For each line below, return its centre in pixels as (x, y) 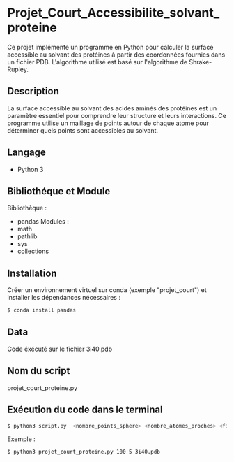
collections (33, 251)
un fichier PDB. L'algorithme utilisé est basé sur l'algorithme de (97, 62)
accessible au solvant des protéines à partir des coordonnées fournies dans (116, 55)
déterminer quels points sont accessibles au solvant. (83, 130)
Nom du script (39, 371)
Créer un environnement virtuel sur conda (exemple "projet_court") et (107, 290)
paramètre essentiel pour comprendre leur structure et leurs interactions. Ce (117, 115)
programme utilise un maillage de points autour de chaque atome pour (108, 123)
